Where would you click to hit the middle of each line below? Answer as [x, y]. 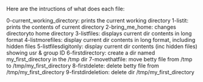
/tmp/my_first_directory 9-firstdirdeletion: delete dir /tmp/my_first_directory [101, 72]
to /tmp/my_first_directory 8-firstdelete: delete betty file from [83, 66]
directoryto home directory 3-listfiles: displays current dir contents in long [99, 33]
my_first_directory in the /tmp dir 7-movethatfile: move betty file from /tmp [99, 59]
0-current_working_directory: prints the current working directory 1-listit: [98, 20]
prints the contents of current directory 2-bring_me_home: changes [91, 27]
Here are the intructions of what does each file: [66, 9]
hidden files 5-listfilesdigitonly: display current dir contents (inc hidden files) [102, 46]
